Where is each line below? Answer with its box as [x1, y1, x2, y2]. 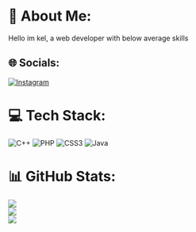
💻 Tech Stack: [8, 106, 106, 124]
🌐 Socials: [8, 56, 60, 70]
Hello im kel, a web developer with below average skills [8, 33, 189, 43]
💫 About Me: [8, 7, 92, 25]
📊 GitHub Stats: [8, 167, 117, 185]
